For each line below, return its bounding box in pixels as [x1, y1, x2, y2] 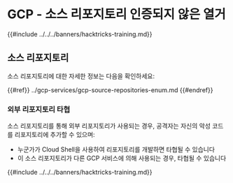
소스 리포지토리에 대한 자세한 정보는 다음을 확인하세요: [7, 71, 155, 80]
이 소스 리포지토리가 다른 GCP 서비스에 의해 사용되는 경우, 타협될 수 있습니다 [17, 154, 227, 163]
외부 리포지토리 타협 [7, 104, 71, 114]
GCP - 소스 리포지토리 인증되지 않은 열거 [7, 6, 226, 22]
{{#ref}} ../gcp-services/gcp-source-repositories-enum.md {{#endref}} [7, 85, 213, 94]
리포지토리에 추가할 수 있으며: [14, 131, 96, 139]
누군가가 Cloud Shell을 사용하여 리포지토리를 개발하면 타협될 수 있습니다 [17, 145, 216, 154]
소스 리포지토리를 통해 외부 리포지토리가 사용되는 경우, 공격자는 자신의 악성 [7, 122, 211, 130]
